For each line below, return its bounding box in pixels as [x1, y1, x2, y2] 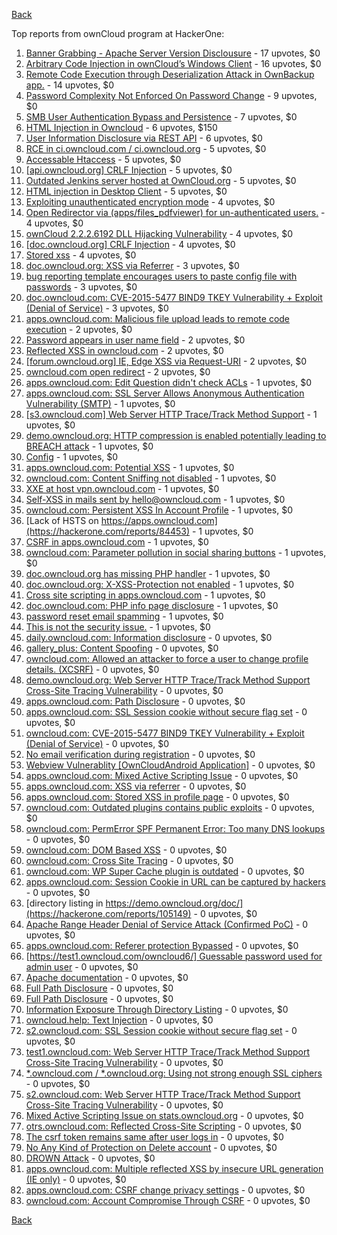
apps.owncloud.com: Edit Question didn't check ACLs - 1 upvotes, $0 [25, 377, 312, 388]
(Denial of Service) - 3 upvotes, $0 [25, 302, 169, 314]
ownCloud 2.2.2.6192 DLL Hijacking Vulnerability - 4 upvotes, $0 [25, 228, 294, 239]
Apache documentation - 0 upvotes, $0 [25, 972, 189, 983]
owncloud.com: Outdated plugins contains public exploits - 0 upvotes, [25, 802, 315, 813]
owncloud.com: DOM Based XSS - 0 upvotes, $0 [25, 844, 228, 856]
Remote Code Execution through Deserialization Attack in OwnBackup [25, 69, 315, 80]
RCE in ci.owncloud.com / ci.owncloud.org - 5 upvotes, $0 [25, 143, 267, 154]
